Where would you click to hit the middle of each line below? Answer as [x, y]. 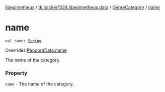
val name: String [23, 41]
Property [16, 73]
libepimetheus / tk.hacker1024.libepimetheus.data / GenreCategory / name [82, 7]
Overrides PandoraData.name [36, 50]
